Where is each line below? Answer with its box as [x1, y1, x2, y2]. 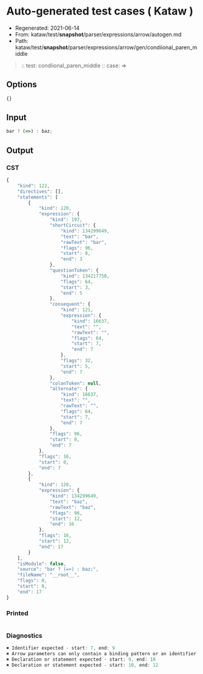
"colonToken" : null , [49, 380, 102, 386]
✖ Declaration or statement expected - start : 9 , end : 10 [6, 656, 156, 662]
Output [6, 145, 33, 155]
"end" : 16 [49, 521, 75, 527]
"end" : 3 [60, 256, 83, 262]
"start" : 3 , [60, 284, 91, 291]
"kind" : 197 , [49, 217, 83, 223]
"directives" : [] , [17, 188, 64, 195]
